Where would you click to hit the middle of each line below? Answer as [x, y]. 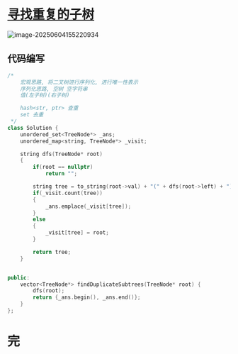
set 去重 [32, 115]
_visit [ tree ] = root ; [77, 233]
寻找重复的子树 [51, 15]
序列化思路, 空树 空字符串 [54, 89]
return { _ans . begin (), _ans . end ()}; [87, 298]
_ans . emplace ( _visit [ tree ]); [88, 206]
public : [19, 277]
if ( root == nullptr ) [63, 167]
